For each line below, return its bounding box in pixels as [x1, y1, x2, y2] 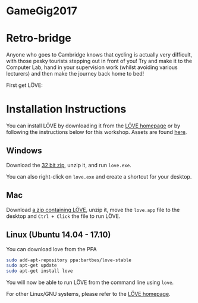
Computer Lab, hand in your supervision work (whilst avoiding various [6, 64, 178, 71]
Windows [6, 146, 42, 156]
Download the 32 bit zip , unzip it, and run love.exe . [6, 161, 132, 168]
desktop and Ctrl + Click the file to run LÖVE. [6, 213, 121, 220]
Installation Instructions [6, 102, 127, 116]
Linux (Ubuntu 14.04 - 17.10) [6, 230, 111, 240]
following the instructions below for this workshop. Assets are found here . [6, 129, 187, 136]
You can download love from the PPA [6, 245, 97, 252]
